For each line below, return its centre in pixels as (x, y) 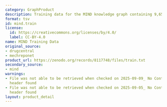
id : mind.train (21, 23)
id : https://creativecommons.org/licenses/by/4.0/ (63, 33)
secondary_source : (24, 65)
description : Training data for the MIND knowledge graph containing (79, 14)
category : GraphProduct (30, 10)
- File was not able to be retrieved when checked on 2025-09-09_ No (79, 78)
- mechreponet (20, 55)
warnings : (15, 74)
